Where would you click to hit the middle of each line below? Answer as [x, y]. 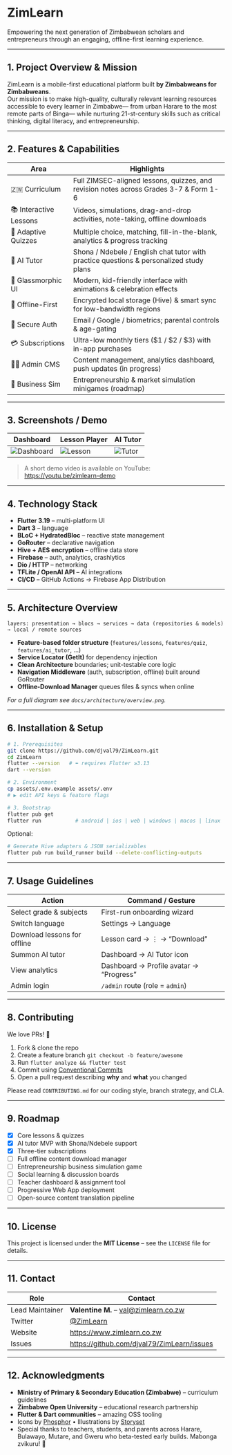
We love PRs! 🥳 [29, 1034]
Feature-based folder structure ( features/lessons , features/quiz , [112, 642]
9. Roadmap [33, 1119]
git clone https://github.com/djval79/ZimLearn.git [83, 751]
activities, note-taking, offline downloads [140, 219]
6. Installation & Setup [55, 728]
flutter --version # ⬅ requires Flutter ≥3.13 [78, 763]
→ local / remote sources [44, 630]
